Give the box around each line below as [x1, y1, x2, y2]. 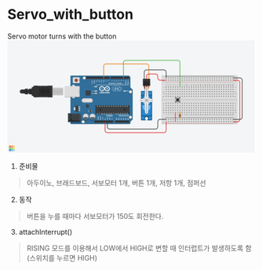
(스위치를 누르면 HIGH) [26, 253, 98, 262]
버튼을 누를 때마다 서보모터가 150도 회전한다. [26, 211, 164, 221]
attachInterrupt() [18, 227, 73, 236]
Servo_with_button [7, 5, 134, 24]
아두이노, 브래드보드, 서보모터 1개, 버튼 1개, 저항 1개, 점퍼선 [26, 178, 206, 188]
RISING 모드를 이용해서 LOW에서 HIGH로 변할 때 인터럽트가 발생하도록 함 [26, 243, 252, 253]
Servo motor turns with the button [7, 31, 117, 41]
